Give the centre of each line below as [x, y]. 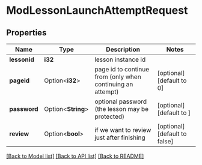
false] [165, 141]
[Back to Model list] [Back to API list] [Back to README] [75, 156]
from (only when [118, 77]
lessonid [22, 59]
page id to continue [122, 69]
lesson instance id [120, 59]
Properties [26, 33]
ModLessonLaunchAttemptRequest [97, 10]
